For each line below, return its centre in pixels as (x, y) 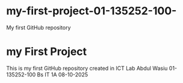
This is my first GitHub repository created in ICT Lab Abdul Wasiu (87, 68)
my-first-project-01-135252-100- (91, 11)
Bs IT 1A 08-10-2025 (63, 74)
